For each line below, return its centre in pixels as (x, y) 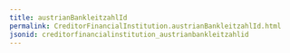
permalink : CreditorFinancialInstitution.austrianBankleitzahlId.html (145, 26)
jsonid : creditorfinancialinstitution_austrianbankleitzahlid (129, 34)
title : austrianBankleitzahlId (68, 18)
